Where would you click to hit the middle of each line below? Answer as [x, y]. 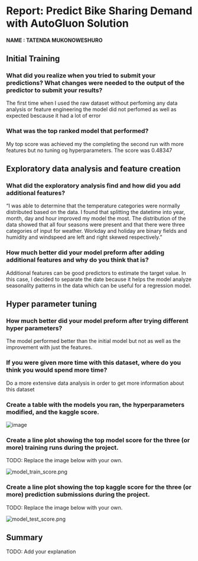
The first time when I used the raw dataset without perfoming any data [92, 103]
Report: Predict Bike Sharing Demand [99, 11]
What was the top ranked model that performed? [77, 131]
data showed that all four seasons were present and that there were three [95, 225]
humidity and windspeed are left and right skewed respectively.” [84, 237]
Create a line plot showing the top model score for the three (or [98, 440]
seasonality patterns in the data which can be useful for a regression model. [99, 286]
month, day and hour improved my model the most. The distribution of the [96, 218]
